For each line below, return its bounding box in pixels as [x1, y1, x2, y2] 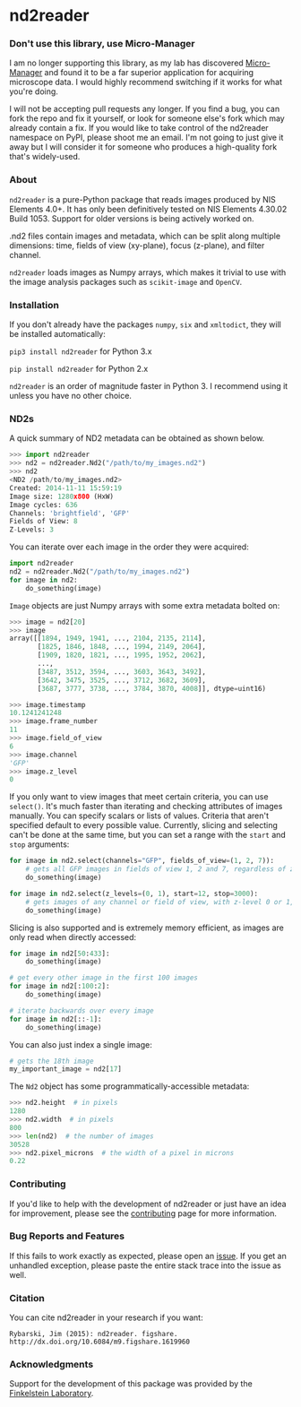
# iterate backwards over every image [9, 1006, 154, 1015]
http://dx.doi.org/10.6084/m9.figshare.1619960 [9, 1337, 191, 1347]
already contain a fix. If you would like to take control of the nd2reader [9, 123, 269, 134]
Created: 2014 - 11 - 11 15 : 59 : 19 [9, 483, 123, 493]
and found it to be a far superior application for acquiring [44, 67, 254, 78]
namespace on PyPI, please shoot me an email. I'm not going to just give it [9, 132, 284, 143]
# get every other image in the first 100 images [9, 973, 199, 982]
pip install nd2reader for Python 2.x [9, 364, 149, 375]
